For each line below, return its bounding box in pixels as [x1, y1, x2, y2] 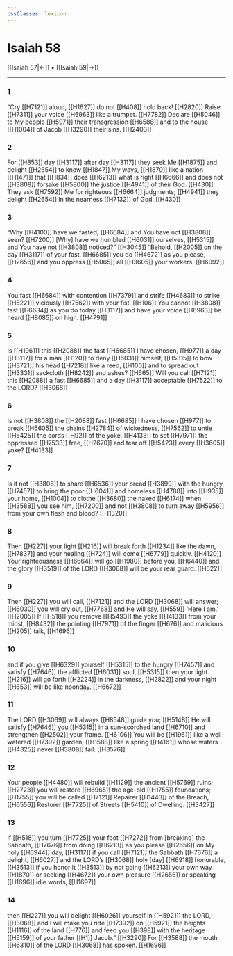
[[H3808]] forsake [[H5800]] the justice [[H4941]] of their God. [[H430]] [7, 180, 214, 189]
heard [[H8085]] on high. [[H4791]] [7, 313, 107, 321]
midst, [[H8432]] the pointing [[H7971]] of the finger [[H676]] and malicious [7, 620, 223, 628]
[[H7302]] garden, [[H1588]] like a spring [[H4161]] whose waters [32, 738, 218, 746]
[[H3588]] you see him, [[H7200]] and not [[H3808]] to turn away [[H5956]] [7, 502, 225, 510]
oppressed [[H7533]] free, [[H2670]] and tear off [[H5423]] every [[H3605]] [7, 439, 225, 447]
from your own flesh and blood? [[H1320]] [7, 509, 128, 517]
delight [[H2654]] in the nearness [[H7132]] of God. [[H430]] [7, 196, 181, 204]
